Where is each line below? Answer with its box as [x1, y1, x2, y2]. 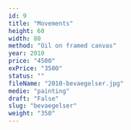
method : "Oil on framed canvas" [8, 42, 117, 50]
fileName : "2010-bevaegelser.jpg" [8, 79, 125, 87]
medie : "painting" [8, 86, 70, 95]
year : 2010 [8, 49, 45, 57]
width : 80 [8, 34, 42, 43]
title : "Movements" [8, 19, 74, 27]
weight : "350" [8, 110, 56, 118]
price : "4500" [8, 57, 56, 65]
